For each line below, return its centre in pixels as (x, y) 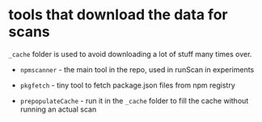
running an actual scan (58, 109)
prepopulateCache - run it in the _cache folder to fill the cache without (134, 100)
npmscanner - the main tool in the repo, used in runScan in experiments (137, 69)
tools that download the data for (118, 15)
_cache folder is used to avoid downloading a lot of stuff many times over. (130, 54)
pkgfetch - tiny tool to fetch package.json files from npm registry (128, 85)
